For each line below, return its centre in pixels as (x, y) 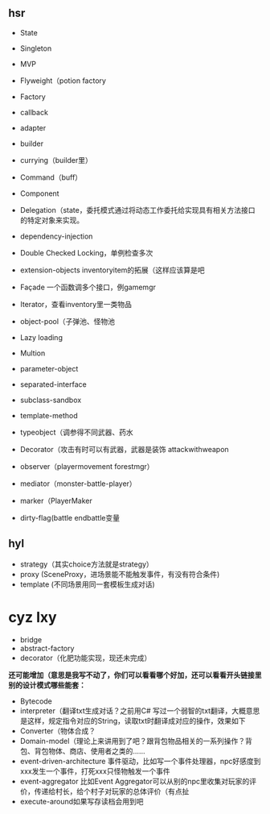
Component (39, 193)
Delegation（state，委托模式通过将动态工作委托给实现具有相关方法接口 (137, 210)
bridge (31, 639)
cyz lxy (33, 617)
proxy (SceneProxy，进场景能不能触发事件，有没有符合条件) (120, 574)
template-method (49, 415)
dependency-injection (56, 236)
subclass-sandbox (51, 400)
